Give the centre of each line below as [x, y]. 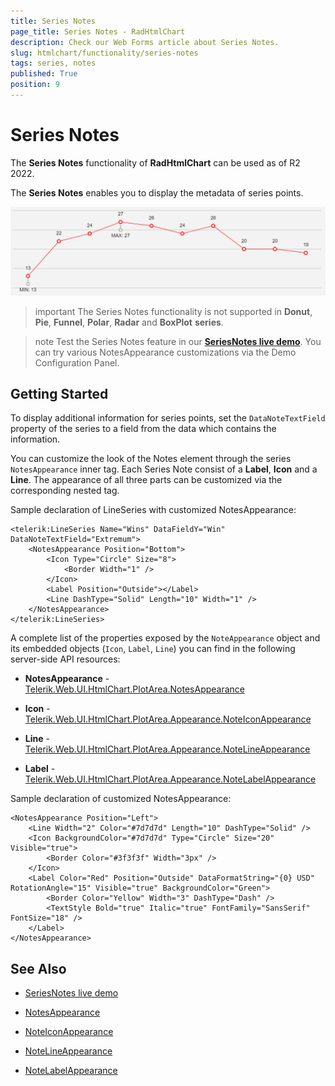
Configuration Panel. [77, 362]
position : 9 [35, 85]
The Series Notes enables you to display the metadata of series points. [157, 192]
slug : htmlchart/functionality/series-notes [104, 53]
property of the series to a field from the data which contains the [143, 429]
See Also [38, 968]
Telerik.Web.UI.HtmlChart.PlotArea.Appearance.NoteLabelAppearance [170, 779]
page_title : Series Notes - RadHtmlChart [98, 31]
